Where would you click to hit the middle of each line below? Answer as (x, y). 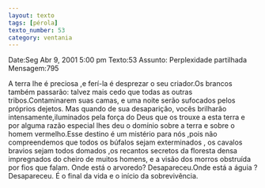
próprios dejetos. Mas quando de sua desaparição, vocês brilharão (117, 109)
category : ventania (40, 38)
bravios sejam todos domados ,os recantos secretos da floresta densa (123, 151)
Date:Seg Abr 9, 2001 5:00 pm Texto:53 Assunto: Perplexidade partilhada (128, 60)
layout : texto (32, 15)
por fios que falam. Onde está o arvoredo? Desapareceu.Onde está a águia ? (133, 167)
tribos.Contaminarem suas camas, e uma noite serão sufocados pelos (122, 100)
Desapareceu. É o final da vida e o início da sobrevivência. (103, 176)
